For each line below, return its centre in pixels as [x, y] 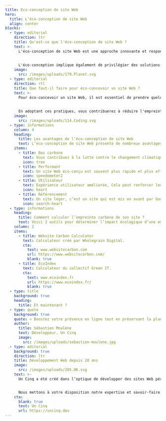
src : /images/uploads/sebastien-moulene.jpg [69, 342]
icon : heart [35, 190]
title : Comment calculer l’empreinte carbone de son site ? [81, 217]
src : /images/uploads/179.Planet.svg [57, 74]
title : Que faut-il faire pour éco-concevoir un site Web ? [77, 88]
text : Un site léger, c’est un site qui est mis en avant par [88, 199]
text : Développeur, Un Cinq [47, 333]
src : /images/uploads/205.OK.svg [53, 370]
